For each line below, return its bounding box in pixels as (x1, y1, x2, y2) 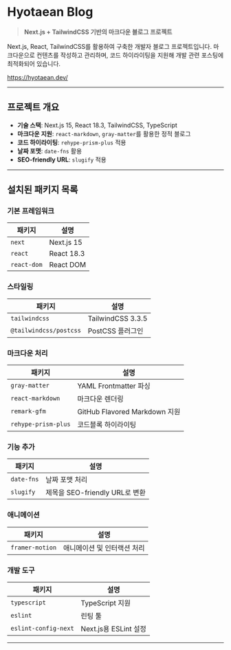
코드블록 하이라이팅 (77, 420, 136, 430)
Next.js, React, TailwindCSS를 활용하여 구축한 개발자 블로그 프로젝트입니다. (7, 42, 212, 50)
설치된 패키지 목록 (7, 184, 78, 196)
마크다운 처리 (7, 348, 48, 358)
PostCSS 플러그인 (87, 326, 144, 336)
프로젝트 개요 (7, 101, 60, 113)
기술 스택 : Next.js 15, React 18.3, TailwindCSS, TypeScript (16, 121, 177, 129)
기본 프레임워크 (7, 206, 55, 216)
